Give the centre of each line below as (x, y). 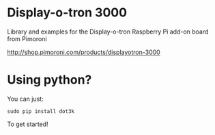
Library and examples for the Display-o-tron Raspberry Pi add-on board (108, 32)
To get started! (28, 124)
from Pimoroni (27, 38)
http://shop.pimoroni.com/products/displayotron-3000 (84, 52)
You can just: (25, 99)
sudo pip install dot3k (41, 111)
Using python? (49, 80)
